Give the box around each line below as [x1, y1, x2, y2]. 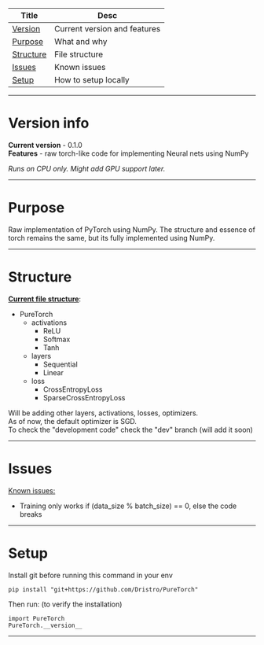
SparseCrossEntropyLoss [42, 393, 126, 402]
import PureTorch [8, 614, 65, 622]
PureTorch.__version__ [8, 621, 82, 629]
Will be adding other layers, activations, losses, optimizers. [8, 408, 199, 418]
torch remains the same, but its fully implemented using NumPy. [8, 233, 215, 242]
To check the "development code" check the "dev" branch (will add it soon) [8, 425, 254, 434]
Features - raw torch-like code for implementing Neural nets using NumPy [8, 149, 249, 158]
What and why [53, 36, 108, 46]
